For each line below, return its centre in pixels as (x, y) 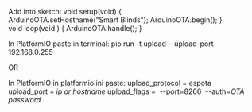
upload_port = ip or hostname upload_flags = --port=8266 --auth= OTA (126, 91)
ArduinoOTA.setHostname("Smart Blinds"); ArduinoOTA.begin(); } (115, 20)
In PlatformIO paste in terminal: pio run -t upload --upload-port (111, 44)
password (25, 100)
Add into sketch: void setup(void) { (65, 12)
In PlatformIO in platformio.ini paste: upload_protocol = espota (110, 83)
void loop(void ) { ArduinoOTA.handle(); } (75, 28)
